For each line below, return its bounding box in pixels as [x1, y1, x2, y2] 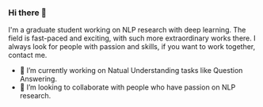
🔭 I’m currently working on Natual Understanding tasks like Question [19, 66, 243, 75]
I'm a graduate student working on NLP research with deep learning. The [8, 25, 246, 35]
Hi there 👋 [8, 7, 48, 18]
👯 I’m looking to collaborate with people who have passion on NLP [19, 82, 236, 92]
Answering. [19, 75, 58, 84]
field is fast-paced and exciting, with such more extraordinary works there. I [8, 33, 256, 43]
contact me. [8, 51, 48, 60]
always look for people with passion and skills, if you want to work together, [8, 42, 256, 52]
